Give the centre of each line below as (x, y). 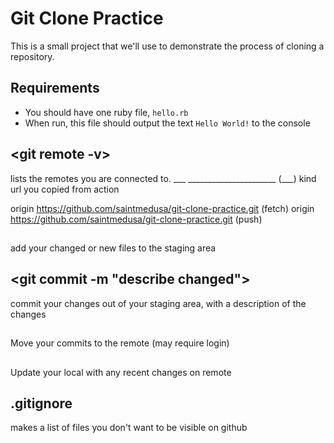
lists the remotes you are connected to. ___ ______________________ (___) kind (163, 178)
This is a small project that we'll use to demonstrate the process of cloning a (167, 46)
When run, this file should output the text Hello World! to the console (167, 123)
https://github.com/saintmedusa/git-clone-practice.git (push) (136, 219)
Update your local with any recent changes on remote (121, 372)
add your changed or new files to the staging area (113, 248)
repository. (32, 56)
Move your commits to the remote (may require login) (120, 343)
